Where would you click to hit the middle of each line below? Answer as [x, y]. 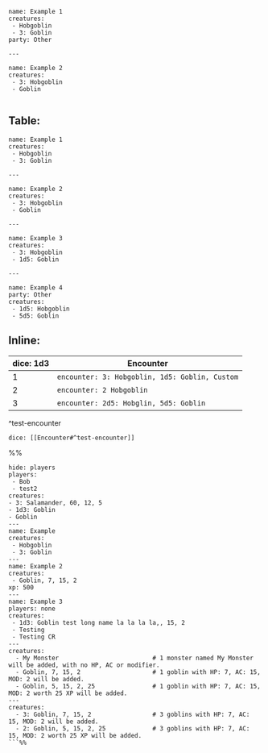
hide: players [32, 468]
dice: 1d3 [31, 363]
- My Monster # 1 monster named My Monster [134, 658]
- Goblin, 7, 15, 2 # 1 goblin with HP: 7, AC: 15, [138, 672]
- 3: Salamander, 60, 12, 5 [56, 503]
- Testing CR [34, 637]
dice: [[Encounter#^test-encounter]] [72, 438]
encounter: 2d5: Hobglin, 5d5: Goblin [131, 403]
